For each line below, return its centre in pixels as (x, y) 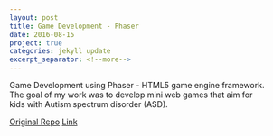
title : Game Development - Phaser (75, 26)
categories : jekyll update (60, 51)
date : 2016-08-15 (42, 34)
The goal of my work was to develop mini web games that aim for (131, 95)
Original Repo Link (44, 122)
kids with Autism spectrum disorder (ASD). (89, 104)
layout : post (34, 18)
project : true (36, 43)
